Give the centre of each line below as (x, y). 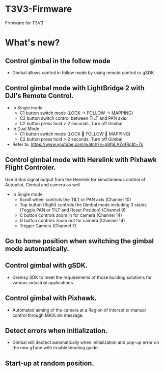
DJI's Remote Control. (39, 96)
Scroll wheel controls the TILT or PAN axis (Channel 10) (75, 199)
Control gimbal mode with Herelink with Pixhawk (81, 160)
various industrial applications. (43, 282)
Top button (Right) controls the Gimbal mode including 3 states (83, 204)
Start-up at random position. (50, 363)
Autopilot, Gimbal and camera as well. (43, 185)
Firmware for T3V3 (24, 23)
